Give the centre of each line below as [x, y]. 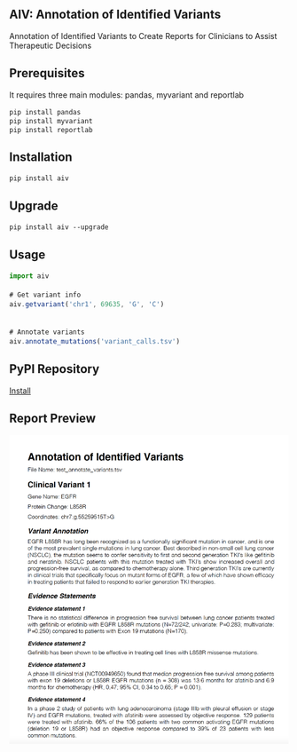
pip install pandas [45, 112]
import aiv [29, 276]
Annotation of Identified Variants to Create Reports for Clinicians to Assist [143, 36]
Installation [41, 158]
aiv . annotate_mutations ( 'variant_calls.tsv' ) [94, 342]
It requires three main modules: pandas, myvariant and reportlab [127, 95]
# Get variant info [45, 295]
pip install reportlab [51, 130]
